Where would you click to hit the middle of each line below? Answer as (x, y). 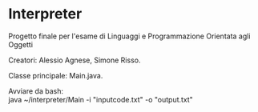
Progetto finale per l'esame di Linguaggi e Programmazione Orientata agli (129, 36)
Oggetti (21, 44)
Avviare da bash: (36, 91)
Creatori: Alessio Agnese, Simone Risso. (75, 60)
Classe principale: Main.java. (56, 75)
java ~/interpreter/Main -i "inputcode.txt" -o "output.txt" (101, 99)
